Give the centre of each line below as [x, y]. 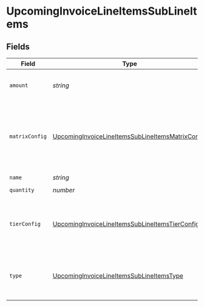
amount [19, 86]
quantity [22, 190]
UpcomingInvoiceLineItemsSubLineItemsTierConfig [126, 224]
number [64, 190]
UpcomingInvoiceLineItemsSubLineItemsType [118, 276]
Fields [18, 47]
